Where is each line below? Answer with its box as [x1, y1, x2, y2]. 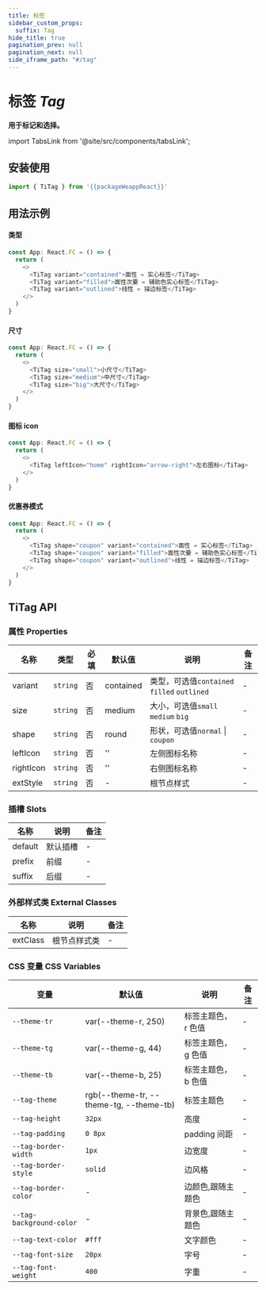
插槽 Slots [8, 803, 47, 814]
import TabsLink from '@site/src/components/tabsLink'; [8, 136, 191, 145]
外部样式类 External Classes [8, 897, 117, 908]
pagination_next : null [8, 48, 83, 56]
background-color [12, 1219, 78, 1227]
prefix [12, 856, 34, 867]
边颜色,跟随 [184, 1181, 227, 1192]
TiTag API [8, 600, 57, 614]
